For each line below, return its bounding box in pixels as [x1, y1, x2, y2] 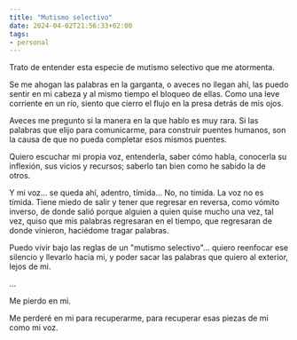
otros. [9, 170, 31, 181]
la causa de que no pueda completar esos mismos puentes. [9, 134, 228, 145]
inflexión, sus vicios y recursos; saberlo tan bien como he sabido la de [9, 161, 266, 171]
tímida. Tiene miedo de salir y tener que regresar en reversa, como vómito [9, 197, 280, 208]
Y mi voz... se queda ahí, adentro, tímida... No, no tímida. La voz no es [9, 187, 264, 198]
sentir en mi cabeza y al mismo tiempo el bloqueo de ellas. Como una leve [9, 89, 280, 99]
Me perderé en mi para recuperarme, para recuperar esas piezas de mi [9, 312, 269, 324]
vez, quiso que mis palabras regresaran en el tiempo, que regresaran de [9, 216, 273, 226]
